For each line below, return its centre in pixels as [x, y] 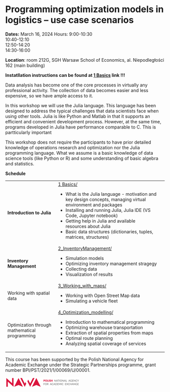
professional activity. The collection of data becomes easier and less [77, 90]
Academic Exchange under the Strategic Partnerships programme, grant [80, 365]
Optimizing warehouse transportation [104, 328]
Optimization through [29, 325]
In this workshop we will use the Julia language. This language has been [80, 105]
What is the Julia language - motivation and [111, 194]
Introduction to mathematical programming [110, 322]
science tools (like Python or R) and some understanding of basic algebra [82, 158]
